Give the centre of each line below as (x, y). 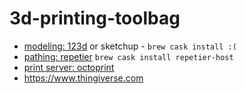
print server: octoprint (69, 67)
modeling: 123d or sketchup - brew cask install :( (130, 46)
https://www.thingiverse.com (83, 78)
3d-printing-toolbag (95, 18)
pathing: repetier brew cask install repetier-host (128, 56)
